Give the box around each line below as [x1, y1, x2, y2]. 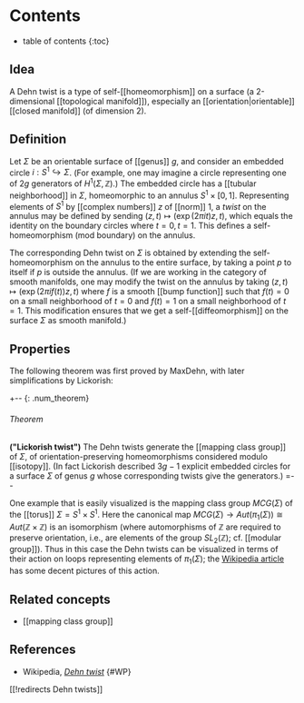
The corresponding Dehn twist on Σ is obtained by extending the [9, 247, 251, 259]
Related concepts [9, 591, 111, 607]
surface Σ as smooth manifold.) [9, 315, 127, 326]
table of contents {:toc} [22, 35, 110, 46]
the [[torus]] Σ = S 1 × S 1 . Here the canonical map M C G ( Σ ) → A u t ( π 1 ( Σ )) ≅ [9, 508, 284, 522]
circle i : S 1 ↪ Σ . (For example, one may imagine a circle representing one [9, 165, 288, 178]
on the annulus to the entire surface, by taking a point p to [74, 257, 292, 268]
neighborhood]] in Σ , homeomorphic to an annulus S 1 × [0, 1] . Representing [9, 188, 289, 201]
